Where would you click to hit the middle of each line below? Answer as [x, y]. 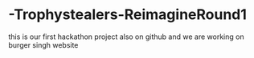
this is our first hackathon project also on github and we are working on [126, 37]
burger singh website [43, 44]
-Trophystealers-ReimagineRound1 [128, 15]
